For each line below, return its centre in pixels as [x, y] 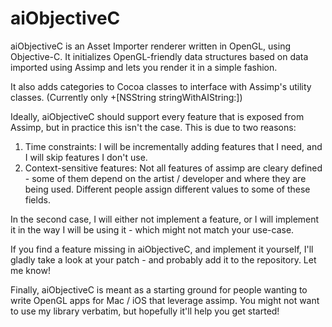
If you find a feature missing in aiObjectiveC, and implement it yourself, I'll [162, 249]
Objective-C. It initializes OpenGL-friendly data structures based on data [159, 56]
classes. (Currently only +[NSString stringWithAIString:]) [126, 97]
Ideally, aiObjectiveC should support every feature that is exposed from [157, 116]
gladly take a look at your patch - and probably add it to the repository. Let [163, 259]
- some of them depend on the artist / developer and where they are [165, 178]
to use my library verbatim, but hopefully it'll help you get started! [145, 311]
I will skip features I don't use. [86, 157]
